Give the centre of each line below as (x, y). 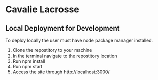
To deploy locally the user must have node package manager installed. (79, 40)
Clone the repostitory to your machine (52, 50)
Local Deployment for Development (62, 28)
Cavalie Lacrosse (42, 9)
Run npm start (27, 66)
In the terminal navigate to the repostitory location (65, 56)
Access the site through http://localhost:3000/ (61, 72)
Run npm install (29, 61)
